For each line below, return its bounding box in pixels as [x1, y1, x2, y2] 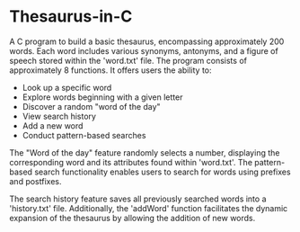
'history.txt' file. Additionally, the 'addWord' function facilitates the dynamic [9, 202, 288, 213]
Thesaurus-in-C [9, 6, 133, 27]
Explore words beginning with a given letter [22, 92, 183, 103]
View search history [22, 111, 97, 121]
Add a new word [22, 120, 84, 131]
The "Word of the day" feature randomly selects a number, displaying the [9, 147, 280, 158]
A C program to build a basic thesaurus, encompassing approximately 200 [9, 36, 285, 47]
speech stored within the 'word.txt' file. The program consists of [9, 55, 247, 66]
